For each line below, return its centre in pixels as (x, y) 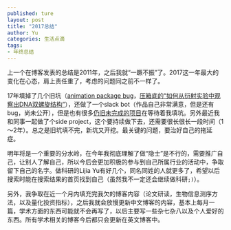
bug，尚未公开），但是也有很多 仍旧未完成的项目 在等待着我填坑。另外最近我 (113, 113)
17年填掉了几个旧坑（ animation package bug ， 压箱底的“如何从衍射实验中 (111, 95)
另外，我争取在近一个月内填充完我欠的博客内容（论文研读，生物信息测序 (109, 194)
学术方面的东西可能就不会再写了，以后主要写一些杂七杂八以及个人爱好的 (121, 211)
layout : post (26, 20)
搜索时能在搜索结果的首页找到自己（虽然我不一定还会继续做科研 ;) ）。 (105, 179)
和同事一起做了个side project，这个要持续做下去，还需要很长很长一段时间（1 (115, 121)
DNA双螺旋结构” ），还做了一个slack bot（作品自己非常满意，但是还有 (117, 104)
